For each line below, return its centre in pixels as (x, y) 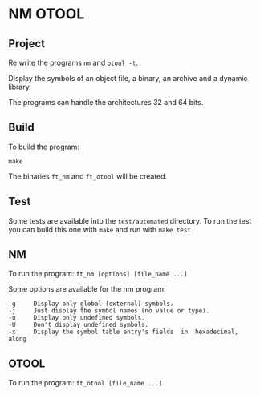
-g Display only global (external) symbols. (91, 304)
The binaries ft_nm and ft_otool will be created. (88, 176)
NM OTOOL (47, 14)
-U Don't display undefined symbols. (79, 325)
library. (20, 87)
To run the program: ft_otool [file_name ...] (85, 383)
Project (27, 44)
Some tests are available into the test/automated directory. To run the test (130, 220)
